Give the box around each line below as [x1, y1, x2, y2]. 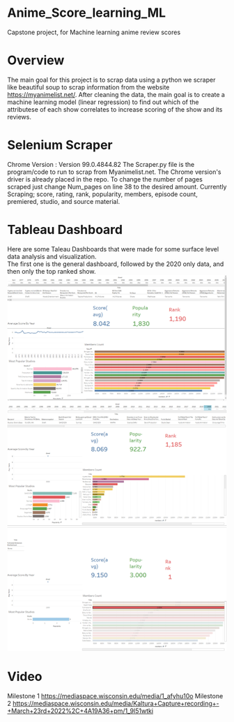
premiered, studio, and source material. [7, 197, 120, 205]
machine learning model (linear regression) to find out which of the [7, 98, 199, 106]
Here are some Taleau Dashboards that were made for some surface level [7, 244, 219, 253]
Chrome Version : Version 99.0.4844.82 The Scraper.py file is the [7, 160, 195, 168]
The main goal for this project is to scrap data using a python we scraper [7, 75, 216, 84]
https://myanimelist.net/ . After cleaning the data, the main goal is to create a [7, 90, 225, 98]
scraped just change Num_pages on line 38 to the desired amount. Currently [7, 182, 227, 191]
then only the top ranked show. [7, 267, 96, 275]
